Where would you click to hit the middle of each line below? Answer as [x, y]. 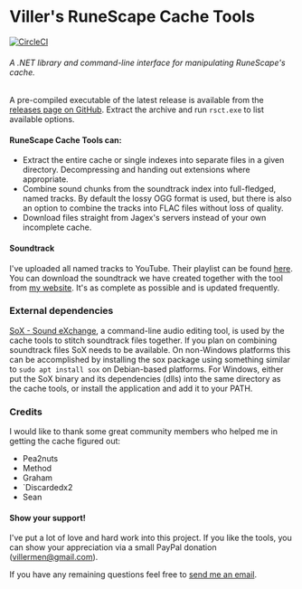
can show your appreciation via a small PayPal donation [113, 547]
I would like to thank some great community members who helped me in [144, 432]
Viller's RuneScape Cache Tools [132, 17]
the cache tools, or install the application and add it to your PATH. [131, 388]
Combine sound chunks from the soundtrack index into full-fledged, [149, 189]
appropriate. [46, 179]
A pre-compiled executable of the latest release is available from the [137, 100]
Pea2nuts [40, 459]
